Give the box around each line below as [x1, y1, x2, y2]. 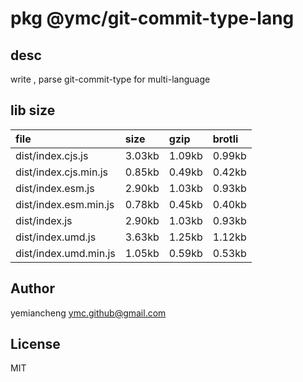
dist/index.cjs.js [15, 148, 89, 162]
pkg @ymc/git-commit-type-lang [10, 7, 295, 30]
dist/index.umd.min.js [15, 246, 116, 260]
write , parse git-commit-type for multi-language [10, 73, 211, 85]
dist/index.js [15, 213, 73, 227]
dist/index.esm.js [15, 181, 95, 195]
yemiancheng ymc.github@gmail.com [10, 307, 167, 319]
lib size [10, 102, 56, 119]
